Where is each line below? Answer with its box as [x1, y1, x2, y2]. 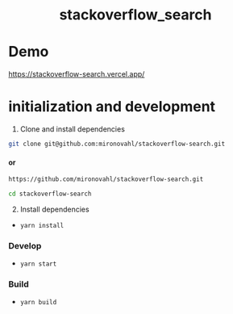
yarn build [19, 299, 57, 307]
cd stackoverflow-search [8, 190, 92, 199]
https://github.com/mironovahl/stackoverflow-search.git [8, 175, 204, 183]
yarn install [19, 221, 64, 229]
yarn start [19, 260, 57, 268]
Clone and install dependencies [19, 124, 125, 134]
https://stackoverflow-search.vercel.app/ [8, 69, 145, 79]
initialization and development [8, 98, 216, 116]
